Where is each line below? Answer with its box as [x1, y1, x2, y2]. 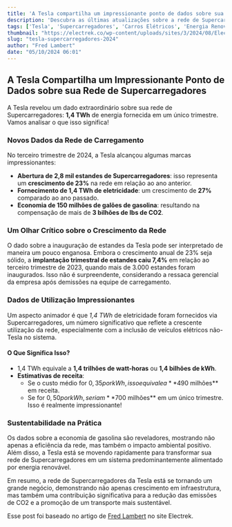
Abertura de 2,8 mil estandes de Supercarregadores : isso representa [17, 171, 218, 180]
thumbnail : [7, 29, 39, 37]
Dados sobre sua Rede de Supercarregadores [7, 85, 207, 97]
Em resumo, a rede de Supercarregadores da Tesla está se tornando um [7, 477, 213, 485]
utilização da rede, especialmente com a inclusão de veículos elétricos [7, 325, 209, 334]
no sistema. [23, 333, 57, 341]
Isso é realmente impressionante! [27, 401, 122, 409]
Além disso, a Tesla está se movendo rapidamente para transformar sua [7, 448, 212, 457]
